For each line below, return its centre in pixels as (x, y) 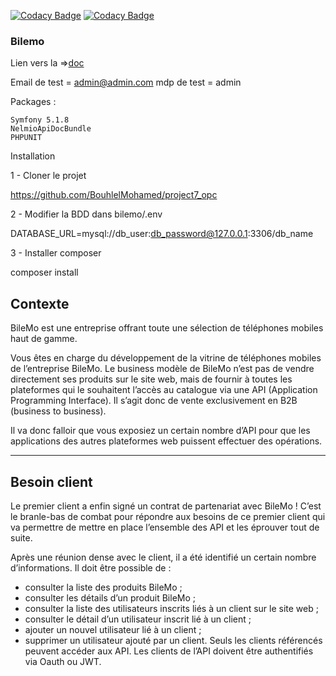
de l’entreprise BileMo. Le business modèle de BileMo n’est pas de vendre (162, 369)
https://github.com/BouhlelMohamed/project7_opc (114, 195)
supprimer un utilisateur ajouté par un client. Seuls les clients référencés (173, 640)
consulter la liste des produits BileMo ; (103, 587)
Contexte (40, 303)
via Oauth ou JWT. (63, 661)
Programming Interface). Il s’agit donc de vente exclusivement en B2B (154, 401)
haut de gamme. (44, 339)
